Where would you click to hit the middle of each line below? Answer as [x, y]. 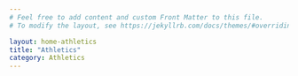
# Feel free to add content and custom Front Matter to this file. [137, 17]
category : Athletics [47, 58]
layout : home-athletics [53, 42]
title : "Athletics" [45, 49]
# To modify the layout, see [63, 26]
